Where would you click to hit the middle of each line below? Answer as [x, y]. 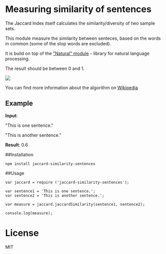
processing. [18, 58]
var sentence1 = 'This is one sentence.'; [50, 191]
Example [19, 103]
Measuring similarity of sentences [78, 9]
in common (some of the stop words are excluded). [58, 43]
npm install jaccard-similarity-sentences [50, 164]
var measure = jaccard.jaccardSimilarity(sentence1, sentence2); [75, 204]
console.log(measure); [29, 213]
